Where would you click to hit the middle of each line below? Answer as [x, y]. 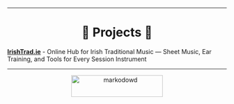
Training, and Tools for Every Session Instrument [77, 59]
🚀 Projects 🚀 [117, 33]
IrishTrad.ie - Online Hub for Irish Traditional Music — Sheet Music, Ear [110, 51]
